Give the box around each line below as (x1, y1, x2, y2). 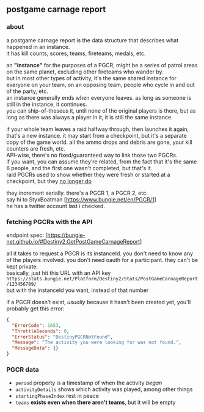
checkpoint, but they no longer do (6, 177, 92, 185)
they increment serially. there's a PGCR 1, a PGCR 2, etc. (6, 189, 148, 197)
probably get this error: (6, 305, 65, 312)
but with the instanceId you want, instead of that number (6, 287, 149, 294)
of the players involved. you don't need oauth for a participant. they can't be (6, 256, 199, 263)
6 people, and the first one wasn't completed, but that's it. (6, 164, 153, 171)
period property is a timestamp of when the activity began (15, 379, 162, 387)
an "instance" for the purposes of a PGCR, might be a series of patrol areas (6, 61, 198, 69)
